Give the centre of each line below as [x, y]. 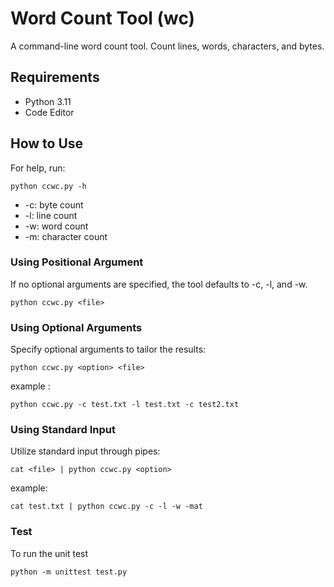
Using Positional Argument [77, 262]
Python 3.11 [48, 101]
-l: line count [51, 215]
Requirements [55, 77]
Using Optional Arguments [76, 327]
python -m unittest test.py [69, 572]
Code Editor [49, 112]
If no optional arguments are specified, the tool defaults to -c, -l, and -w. [159, 284]
